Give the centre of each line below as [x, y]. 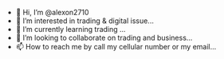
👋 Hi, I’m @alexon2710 [52, 12]
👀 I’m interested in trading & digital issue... [84, 21]
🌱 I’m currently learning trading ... [71, 29]
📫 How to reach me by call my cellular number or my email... [116, 47]
